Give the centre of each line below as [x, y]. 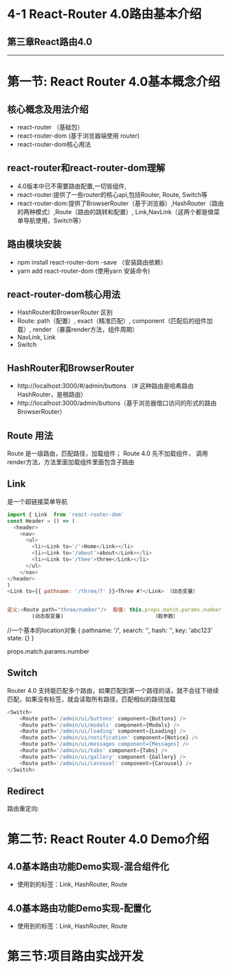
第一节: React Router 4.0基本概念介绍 [114, 82]
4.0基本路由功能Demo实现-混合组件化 [88, 866]
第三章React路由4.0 [50, 42]
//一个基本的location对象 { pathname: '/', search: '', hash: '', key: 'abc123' [110, 630]
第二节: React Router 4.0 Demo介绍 [108, 839]
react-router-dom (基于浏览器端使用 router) [78, 136]
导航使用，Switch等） [54, 220]
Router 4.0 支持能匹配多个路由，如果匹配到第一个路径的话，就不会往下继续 [113, 690]
